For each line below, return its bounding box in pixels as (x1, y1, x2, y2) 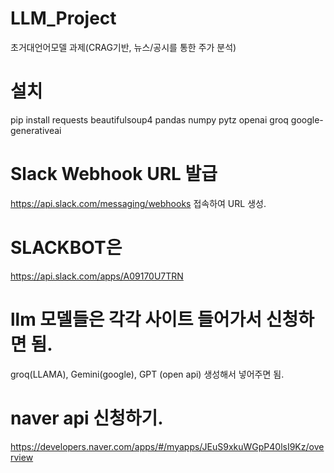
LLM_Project (10, 7, 117, 30)
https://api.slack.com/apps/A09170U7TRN (10, 270, 184, 282)
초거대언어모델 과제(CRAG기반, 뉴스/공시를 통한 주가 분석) (10, 41, 237, 53)
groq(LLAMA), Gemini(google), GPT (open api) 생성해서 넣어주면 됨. (10, 368, 285, 380)
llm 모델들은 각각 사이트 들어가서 (10, 308, 263, 331)
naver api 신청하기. (10, 407, 164, 429)
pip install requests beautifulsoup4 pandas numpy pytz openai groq (10, 113, 289, 126)
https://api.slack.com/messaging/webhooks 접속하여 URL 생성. (10, 197, 267, 209)
